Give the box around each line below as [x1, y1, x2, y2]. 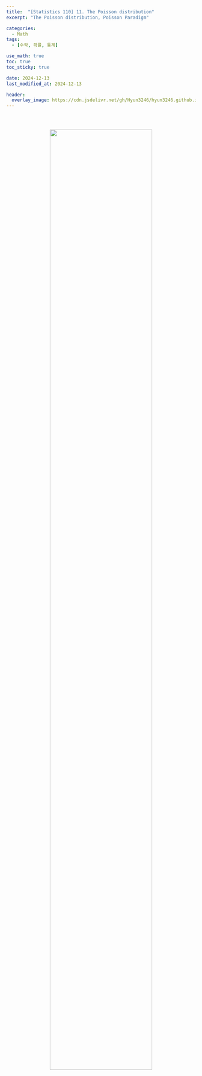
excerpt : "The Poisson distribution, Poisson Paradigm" [6, 14, 149, 20]
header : [6, 92, 26, 98]
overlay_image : [11, 97, 50, 103]
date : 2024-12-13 [6, 75, 50, 81]
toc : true [6, 58, 31, 64]
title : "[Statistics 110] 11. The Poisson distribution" [6, 8, 155, 15]
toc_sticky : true [6, 64, 50, 70]
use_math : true [6, 53, 44, 59]
